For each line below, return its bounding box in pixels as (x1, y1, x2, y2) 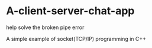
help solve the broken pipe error (6, 24, 85, 31)
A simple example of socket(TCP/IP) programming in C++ (6, 35, 147, 42)
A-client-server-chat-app (6, 4, 135, 18)
